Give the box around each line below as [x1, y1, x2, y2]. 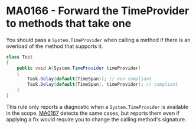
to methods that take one [6, 17, 132, 30]
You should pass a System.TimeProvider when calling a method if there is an [6, 36, 191, 43]
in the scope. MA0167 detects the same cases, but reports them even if [6, 109, 180, 117]
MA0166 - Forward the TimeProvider [6, 4, 190, 18]
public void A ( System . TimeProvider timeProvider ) [17, 65, 142, 71]
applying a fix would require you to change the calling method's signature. [6, 115, 187, 122]
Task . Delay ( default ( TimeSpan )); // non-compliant [27, 76, 152, 82]
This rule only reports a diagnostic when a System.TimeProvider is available [6, 103, 189, 110]
